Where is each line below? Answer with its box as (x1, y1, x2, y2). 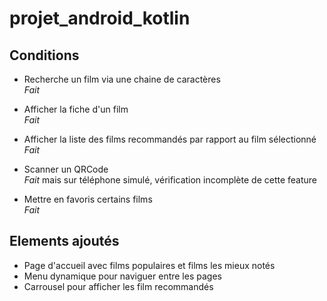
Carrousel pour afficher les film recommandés (23, 280, 214, 292)
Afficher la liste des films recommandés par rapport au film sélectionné (23, 133, 317, 145)
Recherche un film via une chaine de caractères (23, 73, 221, 85)
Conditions (9, 47, 80, 64)
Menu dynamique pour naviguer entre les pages (23, 270, 222, 282)
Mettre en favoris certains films (23, 193, 153, 205)
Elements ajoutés (9, 233, 120, 250)
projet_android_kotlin (9, 7, 191, 30)
